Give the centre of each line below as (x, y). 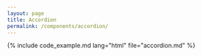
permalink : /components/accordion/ (58, 26)
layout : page (26, 13)
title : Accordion (32, 20)
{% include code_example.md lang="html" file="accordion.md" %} (101, 46)
